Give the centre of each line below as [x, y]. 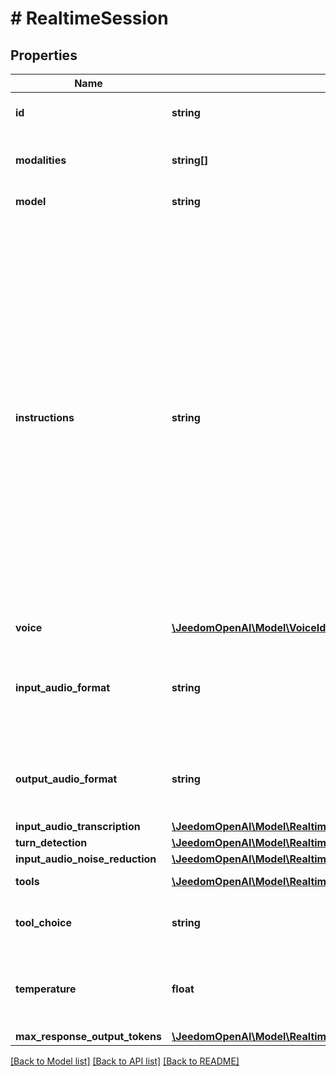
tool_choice [44, 922]
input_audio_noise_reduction [86, 859]
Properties [44, 55]
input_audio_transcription [78, 826]
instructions [45, 417]
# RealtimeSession [89, 18]
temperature [46, 989]
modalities [41, 160]
